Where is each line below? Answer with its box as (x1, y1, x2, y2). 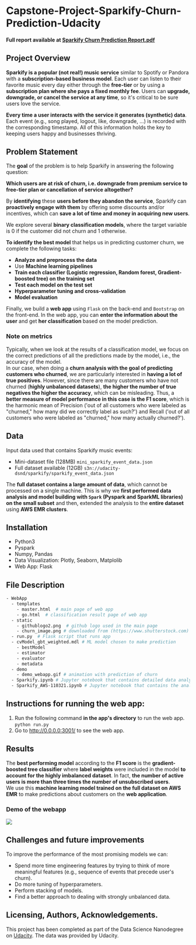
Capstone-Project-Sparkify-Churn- (6, 4, 182, 18)
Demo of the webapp (6, 805, 66, 813)
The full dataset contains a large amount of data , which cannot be (6, 480, 167, 487)
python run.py (14, 722, 49, 728)
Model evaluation (14, 294, 58, 301)
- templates (11, 601, 41, 607)
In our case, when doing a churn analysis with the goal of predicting (6, 364, 173, 371)
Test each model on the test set (14, 281, 93, 288)
